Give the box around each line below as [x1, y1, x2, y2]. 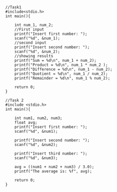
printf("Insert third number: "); [14, 151, 87, 156]
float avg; [14, 120, 38, 125]
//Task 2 [5, 98, 24, 103]
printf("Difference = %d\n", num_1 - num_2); [14, 67, 113, 72]
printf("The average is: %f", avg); [14, 169, 93, 174]
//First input [14, 27, 44, 32]
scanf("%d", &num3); [14, 156, 58, 161]
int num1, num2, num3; [14, 116, 63, 121]
